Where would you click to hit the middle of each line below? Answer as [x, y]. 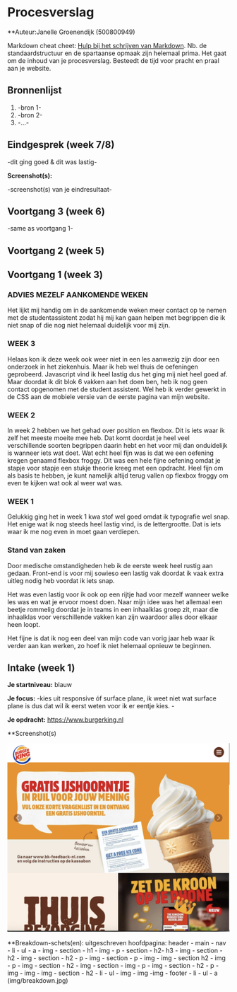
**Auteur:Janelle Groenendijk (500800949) [71, 32]
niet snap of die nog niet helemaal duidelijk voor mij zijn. [89, 325]
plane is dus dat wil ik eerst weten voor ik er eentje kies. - [91, 706]
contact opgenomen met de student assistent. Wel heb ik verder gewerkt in [117, 389]
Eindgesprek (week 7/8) [61, 145]
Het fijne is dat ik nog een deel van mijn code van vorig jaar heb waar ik [111, 638]
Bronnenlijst [35, 90]
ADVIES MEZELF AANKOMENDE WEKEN [78, 295]
